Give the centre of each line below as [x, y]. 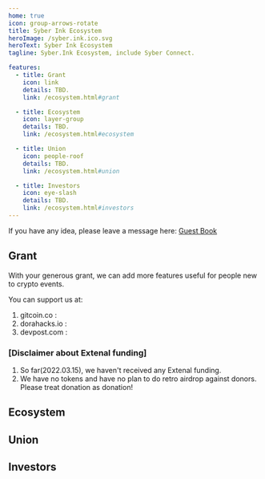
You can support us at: [46, 299]
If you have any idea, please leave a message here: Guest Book [113, 230]
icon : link [41, 82]
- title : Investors [48, 185]
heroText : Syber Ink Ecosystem [60, 46]
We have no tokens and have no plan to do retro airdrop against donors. [138, 379]
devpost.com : [44, 332]
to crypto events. [36, 284]
